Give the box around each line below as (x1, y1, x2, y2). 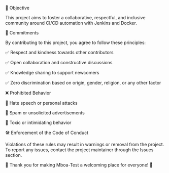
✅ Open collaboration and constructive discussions (5, 60, 113, 65)
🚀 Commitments (5, 30, 39, 35)
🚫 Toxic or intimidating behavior (5, 119, 72, 125)
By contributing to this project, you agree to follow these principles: (5, 39, 146, 46)
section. (5, 152, 22, 158)
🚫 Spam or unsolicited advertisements (5, 110, 85, 116)
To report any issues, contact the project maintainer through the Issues (5, 147, 154, 153)
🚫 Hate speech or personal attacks (5, 100, 78, 106)
